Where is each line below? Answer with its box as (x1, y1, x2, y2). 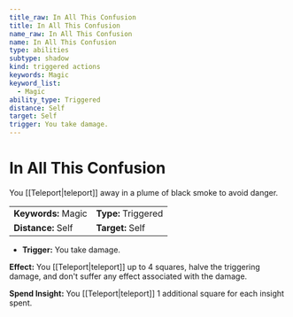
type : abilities (9, 46, 69, 55)
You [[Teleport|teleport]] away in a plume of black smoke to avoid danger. (9, 187, 279, 197)
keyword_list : (9, 79, 62, 88)
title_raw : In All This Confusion (9, 12, 137, 22)
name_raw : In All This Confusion (9, 29, 133, 38)
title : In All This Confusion (9, 21, 121, 30)
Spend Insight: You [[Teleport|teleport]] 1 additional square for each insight (9, 288, 285, 298)
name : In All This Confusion (9, 37, 117, 47)
